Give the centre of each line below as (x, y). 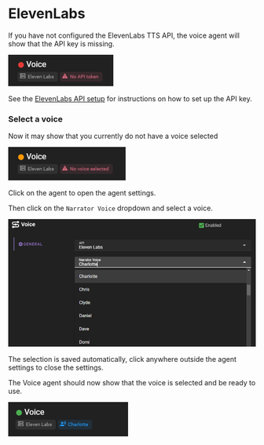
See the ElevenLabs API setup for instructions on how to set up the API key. (130, 98)
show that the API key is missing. (62, 43)
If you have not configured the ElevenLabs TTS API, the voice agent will (124, 35)
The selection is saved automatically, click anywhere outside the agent (123, 359)
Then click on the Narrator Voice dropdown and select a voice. (111, 208)
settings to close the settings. (56, 368)
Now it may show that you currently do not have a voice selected (113, 136)
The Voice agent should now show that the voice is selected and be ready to (132, 383)
